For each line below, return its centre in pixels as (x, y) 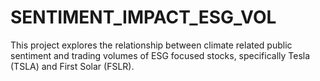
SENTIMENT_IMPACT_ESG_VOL (143, 17)
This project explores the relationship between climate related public (151, 45)
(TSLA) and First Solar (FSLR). (72, 66)
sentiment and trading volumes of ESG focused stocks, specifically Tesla (160, 55)
